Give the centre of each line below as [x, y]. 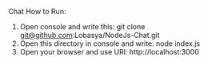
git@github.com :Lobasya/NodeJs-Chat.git [90, 35]
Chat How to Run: [37, 11]
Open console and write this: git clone [82, 26]
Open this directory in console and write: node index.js [110, 43]
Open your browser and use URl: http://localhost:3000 [110, 52]
